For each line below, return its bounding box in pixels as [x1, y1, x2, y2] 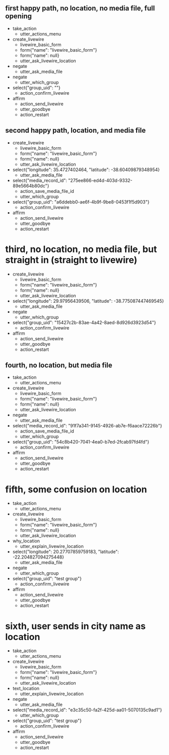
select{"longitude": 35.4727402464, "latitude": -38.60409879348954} [12, 167, 160, 173]
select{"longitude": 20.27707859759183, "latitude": [12, 549, 120, 555]
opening [5, 12, 32, 21]
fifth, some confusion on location [5, 484, 147, 495]
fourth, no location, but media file [5, 361, 112, 369]
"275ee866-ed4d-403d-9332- [68, 177, 133, 183]
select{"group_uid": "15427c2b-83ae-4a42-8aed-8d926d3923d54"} [12, 319, 156, 326]
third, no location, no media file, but [5, 243, 157, 255]
